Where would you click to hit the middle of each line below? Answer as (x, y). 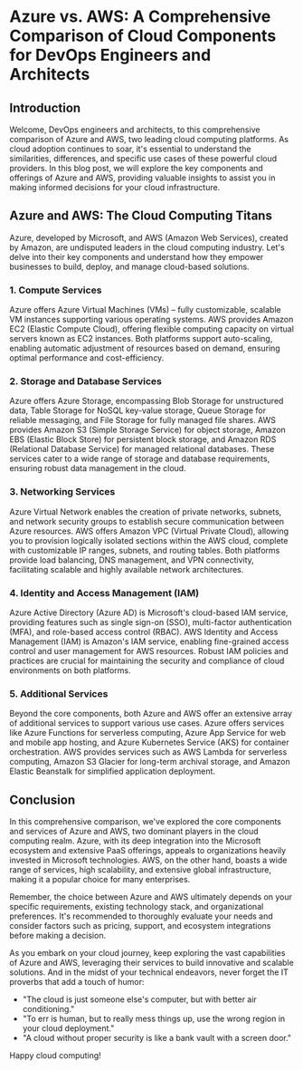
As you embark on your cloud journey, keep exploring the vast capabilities (147, 953)
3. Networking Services (62, 492)
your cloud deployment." (68, 1028)
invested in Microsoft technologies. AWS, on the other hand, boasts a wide (148, 860)
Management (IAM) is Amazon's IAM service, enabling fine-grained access (149, 641)
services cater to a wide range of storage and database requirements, (140, 458)
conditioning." (48, 1009)
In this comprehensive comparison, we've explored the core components (146, 822)
